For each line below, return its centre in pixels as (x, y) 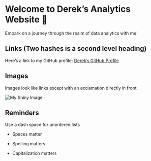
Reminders (22, 113)
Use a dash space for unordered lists (43, 125)
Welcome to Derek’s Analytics (68, 9)
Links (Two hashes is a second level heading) (76, 48)
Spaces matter (27, 134)
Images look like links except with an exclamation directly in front (71, 88)
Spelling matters (29, 144)
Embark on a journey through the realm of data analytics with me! (71, 33)
